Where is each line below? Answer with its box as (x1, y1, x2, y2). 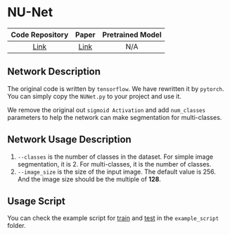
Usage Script (7, 195, 65, 207)
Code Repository (11, 30, 69, 40)
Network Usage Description (7, 133, 132, 145)
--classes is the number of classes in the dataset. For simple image (17, 152, 213, 161)
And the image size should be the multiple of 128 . (17, 174, 162, 183)
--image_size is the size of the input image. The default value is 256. (17, 167, 217, 176)
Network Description (7, 66, 101, 78)
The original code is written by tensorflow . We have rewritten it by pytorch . (7, 84, 224, 92)
